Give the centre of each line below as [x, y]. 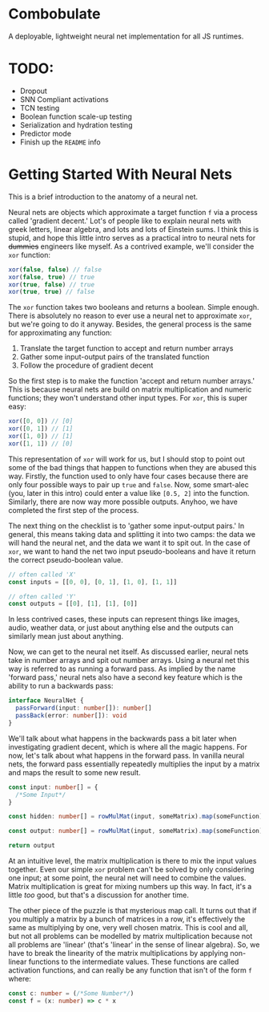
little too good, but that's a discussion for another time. [99, 895]
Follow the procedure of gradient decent [86, 365]
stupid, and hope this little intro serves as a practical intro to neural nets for [132, 238]
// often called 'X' [43, 575]
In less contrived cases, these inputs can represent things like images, [124, 620]
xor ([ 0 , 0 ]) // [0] [41, 421]
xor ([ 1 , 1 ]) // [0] [41, 443]
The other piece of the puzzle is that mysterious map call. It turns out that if [133, 911]
